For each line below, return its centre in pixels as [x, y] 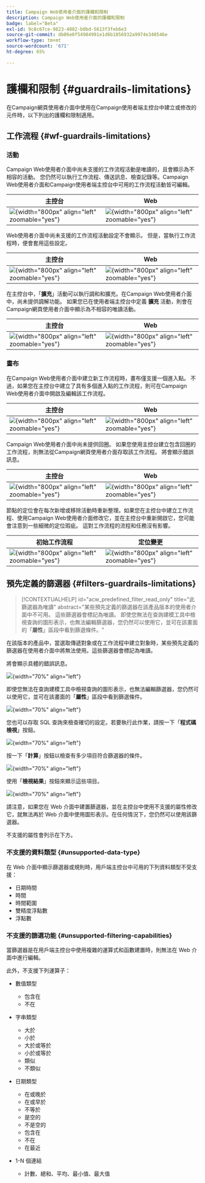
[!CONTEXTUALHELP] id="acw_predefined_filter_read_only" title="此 [108, 599]
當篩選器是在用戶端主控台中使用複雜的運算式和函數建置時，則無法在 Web [98, 950]
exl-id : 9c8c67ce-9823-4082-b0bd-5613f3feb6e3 [67, 29]
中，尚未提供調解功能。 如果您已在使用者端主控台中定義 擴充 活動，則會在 [99, 302]
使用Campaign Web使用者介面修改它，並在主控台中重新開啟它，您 [100, 518]
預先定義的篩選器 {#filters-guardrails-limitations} [101, 584]
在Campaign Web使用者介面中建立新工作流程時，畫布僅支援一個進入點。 [98, 378]
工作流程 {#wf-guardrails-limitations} [79, 136]
